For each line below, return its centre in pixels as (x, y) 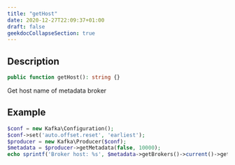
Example (27, 112)
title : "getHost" (33, 14)
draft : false (26, 26)
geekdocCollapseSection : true (51, 33)
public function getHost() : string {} (64, 77)
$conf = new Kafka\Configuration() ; (60, 128)
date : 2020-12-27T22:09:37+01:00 (56, 20)
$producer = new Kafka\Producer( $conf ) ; (67, 141)
